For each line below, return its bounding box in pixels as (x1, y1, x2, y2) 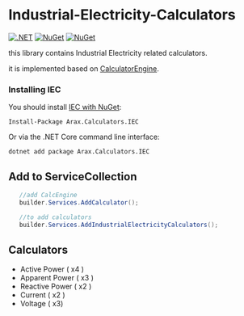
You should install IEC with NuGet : (8, 103, 122, 112)
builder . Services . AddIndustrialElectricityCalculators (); (19, 221, 219, 229)
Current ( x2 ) (19, 290, 66, 300)
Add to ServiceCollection (8, 170, 137, 183)
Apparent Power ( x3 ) (19, 273, 95, 283)
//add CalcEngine (19, 192, 78, 200)
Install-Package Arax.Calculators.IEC (8, 118, 139, 126)
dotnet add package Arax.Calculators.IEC (8, 148, 150, 156)
